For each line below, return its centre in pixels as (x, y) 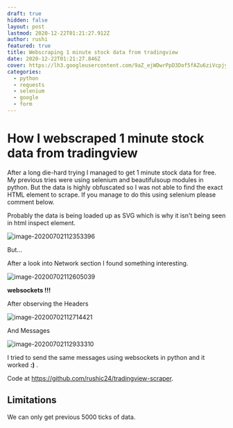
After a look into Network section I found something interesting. (98, 263)
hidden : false (28, 20)
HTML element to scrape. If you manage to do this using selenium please (112, 195)
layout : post (26, 26)
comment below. (31, 201)
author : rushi (28, 40)
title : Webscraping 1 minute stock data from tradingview (93, 53)
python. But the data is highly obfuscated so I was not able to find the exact (115, 187)
